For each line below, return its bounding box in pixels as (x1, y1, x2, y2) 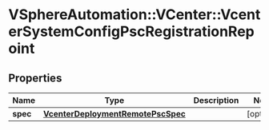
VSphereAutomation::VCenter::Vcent (8, 6, 261, 24)
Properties (8, 71, 62, 85)
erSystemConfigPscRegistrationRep (8, 22, 255, 41)
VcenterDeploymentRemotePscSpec (42, 108, 186, 119)
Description (193, 95, 239, 105)
